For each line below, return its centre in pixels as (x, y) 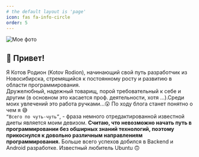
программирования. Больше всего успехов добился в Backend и (90, 142)
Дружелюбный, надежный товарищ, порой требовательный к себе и (94, 91)
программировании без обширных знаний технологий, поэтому (90, 129)
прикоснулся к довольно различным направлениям (75, 135)
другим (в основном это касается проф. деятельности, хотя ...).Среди (95, 98)
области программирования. (43, 85)
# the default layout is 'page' (46, 12)
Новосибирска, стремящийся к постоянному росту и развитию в (89, 79)
